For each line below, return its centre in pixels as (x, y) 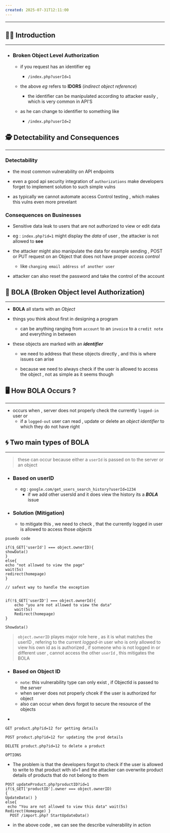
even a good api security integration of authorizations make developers (88, 181)
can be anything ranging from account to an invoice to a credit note (92, 329)
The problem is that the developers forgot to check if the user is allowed (88, 765)
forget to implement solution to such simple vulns (64, 187)
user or (20, 416)
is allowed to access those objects (56, 529)
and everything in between (48, 334)
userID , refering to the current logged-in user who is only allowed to (89, 642)
